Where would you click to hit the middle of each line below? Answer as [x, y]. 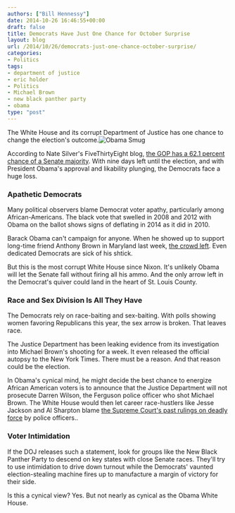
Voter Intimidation [39, 436]
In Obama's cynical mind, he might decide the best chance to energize [110, 380]
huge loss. [22, 176]
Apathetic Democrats [45, 194]
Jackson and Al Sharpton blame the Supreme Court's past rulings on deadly [118, 411]
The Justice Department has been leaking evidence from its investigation [113, 344]
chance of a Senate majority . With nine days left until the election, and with [116, 161]
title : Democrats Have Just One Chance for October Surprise [99, 34]
